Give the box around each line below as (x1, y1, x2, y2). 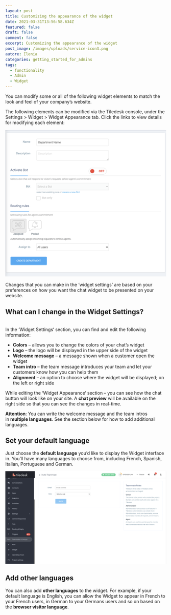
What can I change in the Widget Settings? (5, 307, 144, 316)
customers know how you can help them (12, 369, 99, 375)
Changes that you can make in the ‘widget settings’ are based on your (5, 282, 153, 288)
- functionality (10, 68, 44, 73)
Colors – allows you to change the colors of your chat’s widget (12, 342, 144, 348)
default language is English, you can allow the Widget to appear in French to (5, 592, 165, 599)
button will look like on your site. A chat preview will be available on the (5, 395, 156, 402)
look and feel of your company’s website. (5, 99, 92, 105)
